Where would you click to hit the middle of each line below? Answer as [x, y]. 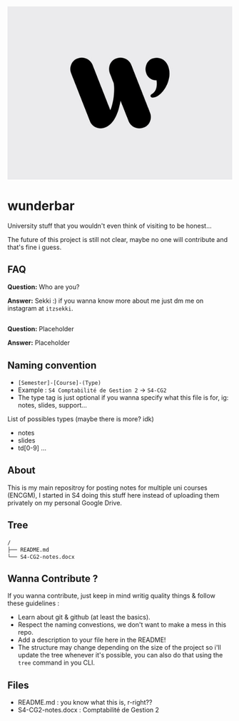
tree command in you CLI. [56, 662]
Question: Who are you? [44, 287]
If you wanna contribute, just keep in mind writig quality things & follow [111, 596]
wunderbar [41, 206]
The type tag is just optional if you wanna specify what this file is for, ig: [123, 398]
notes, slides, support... [52, 405]
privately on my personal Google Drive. [65, 503]
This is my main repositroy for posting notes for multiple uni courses [108, 488]
